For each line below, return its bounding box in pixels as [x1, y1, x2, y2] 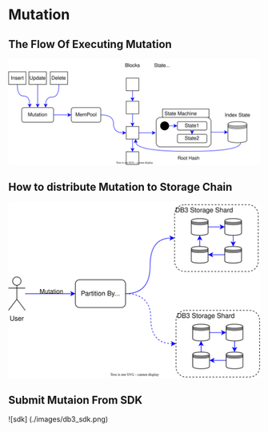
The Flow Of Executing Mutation [8, 38, 172, 51]
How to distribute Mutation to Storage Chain [8, 180, 233, 194]
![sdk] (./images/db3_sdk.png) [8, 414, 109, 424]
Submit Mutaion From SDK [8, 393, 142, 406]
